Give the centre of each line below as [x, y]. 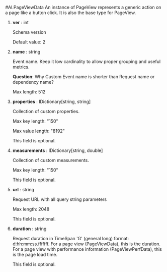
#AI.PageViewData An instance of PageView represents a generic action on [83, 7]
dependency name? [33, 82]
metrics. [21, 67]
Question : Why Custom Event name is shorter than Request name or [83, 77]
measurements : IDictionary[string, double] [58, 150]
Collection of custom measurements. [51, 160]
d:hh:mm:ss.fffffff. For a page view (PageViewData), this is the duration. [87, 244]
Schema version [29, 32]
